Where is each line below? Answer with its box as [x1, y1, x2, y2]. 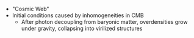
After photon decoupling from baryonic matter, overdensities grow [21, 18, 188, 25]
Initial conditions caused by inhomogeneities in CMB [12, 12, 145, 19]
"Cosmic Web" [12, 6, 50, 12]
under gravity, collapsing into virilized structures [21, 25, 143, 32]
